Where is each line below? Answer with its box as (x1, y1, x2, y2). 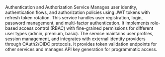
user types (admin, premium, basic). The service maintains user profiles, (5, 31, 154, 36)
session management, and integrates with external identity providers (5, 36, 146, 42)
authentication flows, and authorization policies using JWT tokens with (5, 9, 150, 15)
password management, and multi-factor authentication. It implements (5, 20, 150, 26)
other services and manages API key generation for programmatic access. (5, 47, 158, 52)
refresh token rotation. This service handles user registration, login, (5, 15, 143, 20)
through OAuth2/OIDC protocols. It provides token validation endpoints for (5, 41, 158, 47)
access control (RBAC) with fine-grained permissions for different (19, 25, 154, 31)
